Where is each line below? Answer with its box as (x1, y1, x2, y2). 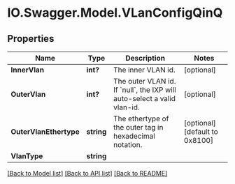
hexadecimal (113, 131, 155, 141)
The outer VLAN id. (113, 77, 176, 86)
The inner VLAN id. (113, 65, 176, 75)
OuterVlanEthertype (10, 127, 80, 137)
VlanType (10, 151, 43, 161)
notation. (113, 140, 143, 149)
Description (125, 54, 166, 63)
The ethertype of (113, 114, 169, 123)
